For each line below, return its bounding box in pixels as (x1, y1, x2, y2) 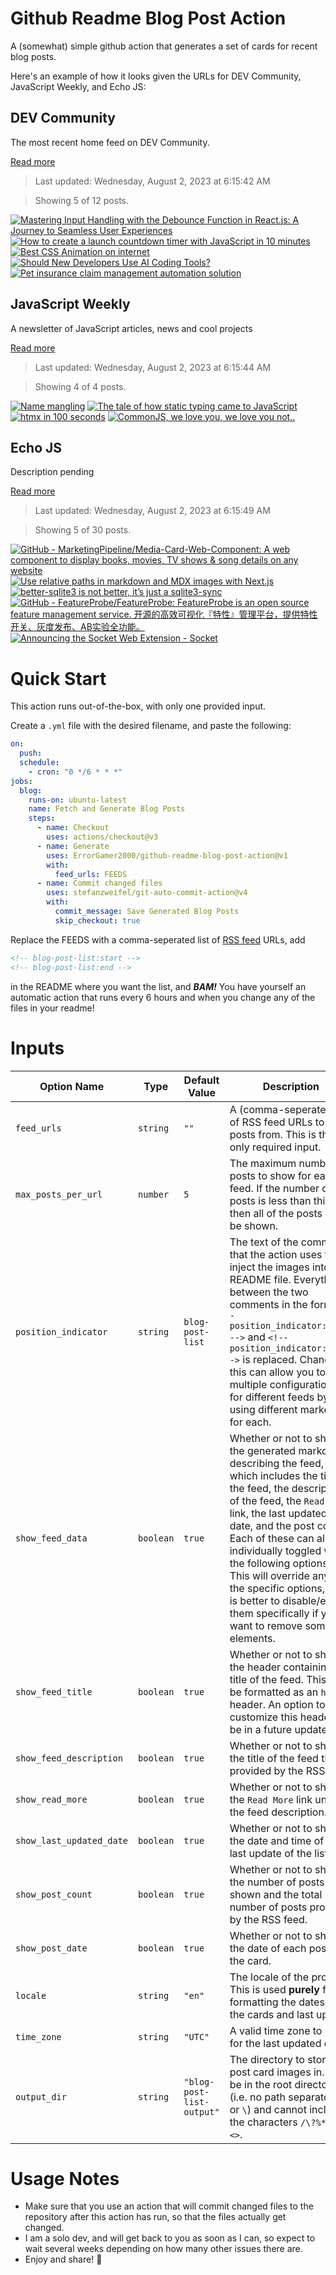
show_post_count (15, 1888, 93, 1900)
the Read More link (229, 1792, 313, 1806)
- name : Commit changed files (36, 878, 163, 889)
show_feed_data (15, 1532, 88, 1544)
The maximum (229, 1156, 297, 1170)
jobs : (10, 776, 33, 786)
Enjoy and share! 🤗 (24, 2253, 103, 2266)
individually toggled (229, 1543, 322, 1557)
